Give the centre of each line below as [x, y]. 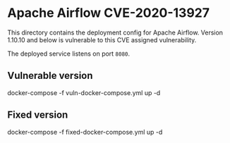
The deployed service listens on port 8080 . [69, 54]
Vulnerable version [50, 76]
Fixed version [38, 115]
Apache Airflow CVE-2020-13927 [109, 13]
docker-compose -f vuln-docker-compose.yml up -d [84, 92]
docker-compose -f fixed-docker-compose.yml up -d [85, 132]
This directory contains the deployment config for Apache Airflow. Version [115, 32]
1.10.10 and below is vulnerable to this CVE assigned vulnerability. [102, 39]
